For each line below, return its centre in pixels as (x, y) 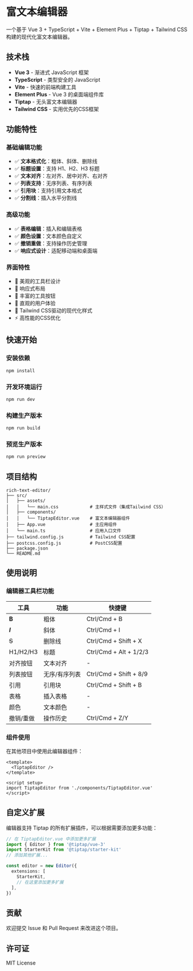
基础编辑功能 (24, 147)
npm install (20, 370)
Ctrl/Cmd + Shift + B (114, 685)
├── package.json (27, 548)
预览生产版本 (24, 444)
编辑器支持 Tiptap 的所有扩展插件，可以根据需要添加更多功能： (82, 828)
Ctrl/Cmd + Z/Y (108, 718)
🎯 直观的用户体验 (35, 304)
